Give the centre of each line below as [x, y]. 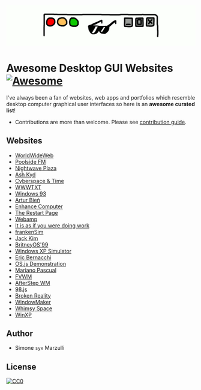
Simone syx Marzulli [40, 348]
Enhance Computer [39, 206]
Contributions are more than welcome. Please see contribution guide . [101, 122]
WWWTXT [28, 187]
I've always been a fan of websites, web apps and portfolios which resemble [101, 97]
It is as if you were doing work [52, 225]
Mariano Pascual [36, 270]
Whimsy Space [34, 308]
